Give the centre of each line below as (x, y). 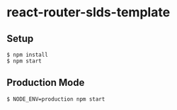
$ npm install (28, 55)
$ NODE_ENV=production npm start (56, 99)
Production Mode (46, 83)
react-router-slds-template (88, 12)
